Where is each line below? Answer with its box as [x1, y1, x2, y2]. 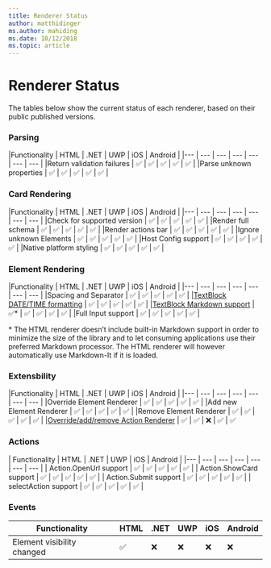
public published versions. [8, 112, 96, 122]
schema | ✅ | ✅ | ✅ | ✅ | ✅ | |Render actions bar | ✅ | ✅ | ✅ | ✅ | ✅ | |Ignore [8, 224, 260, 234]
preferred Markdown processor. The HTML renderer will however [8, 341, 226, 351]
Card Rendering [8, 189, 72, 200]
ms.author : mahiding [8, 27, 78, 35]
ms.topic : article [8, 42, 70, 50]
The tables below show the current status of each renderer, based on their [8, 103, 256, 113]
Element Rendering [8, 263, 85, 274]
